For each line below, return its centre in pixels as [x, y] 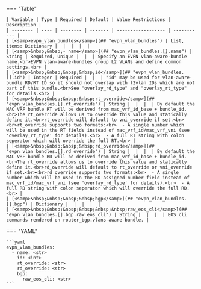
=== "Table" [22, 9]
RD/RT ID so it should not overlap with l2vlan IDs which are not [110, 83]
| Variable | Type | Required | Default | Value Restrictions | [88, 20]
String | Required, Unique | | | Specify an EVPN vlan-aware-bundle [97, 57]
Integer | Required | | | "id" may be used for [97, 78]
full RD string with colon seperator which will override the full [93, 188]
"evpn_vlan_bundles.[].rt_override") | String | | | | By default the [101, 104]
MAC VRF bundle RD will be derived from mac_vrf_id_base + [82, 157]
